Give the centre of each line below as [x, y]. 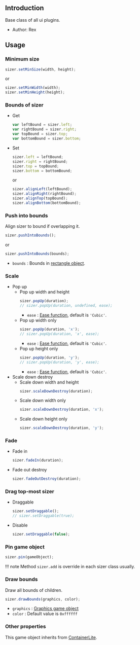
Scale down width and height [49, 382]
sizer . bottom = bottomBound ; [42, 171]
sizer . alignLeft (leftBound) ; [42, 189]
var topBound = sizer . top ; [40, 134]
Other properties [26, 627]
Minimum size [22, 59]
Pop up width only [38, 321]
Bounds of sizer [24, 105]
